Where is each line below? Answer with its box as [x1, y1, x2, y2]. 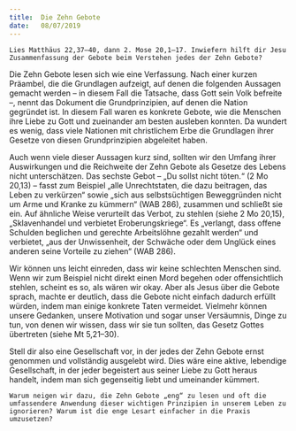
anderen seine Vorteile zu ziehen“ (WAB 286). [9, 245, 177, 257]
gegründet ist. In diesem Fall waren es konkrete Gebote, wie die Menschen [9, 106, 282, 117]
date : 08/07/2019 [9, 21, 81, 30]
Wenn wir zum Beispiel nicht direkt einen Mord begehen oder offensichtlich [9, 272, 284, 283]
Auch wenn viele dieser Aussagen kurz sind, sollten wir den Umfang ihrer [9, 151, 277, 162]
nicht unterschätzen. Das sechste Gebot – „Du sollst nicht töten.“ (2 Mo [9, 170, 269, 181]
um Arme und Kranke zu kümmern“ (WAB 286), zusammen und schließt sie [9, 198, 283, 209]
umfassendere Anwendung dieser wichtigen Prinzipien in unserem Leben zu [9, 399, 287, 408]
